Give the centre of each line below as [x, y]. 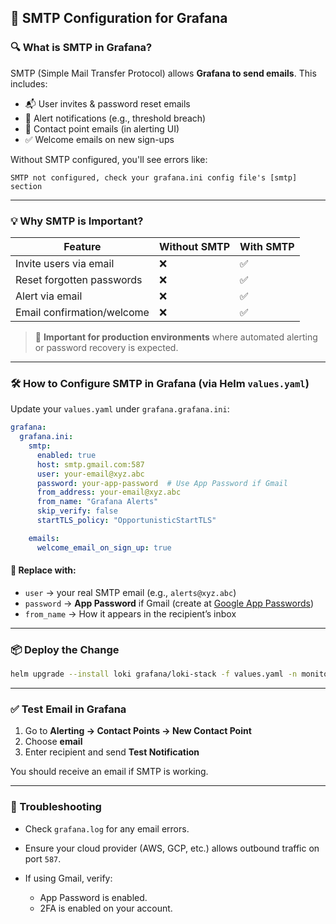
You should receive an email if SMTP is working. [109, 772]
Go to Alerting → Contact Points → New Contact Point [138, 731]
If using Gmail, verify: [68, 878]
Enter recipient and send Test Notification [112, 752]
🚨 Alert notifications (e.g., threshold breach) [115, 118]
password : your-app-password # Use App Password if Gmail [162, 483]
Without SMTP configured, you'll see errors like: [109, 159]
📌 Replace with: [43, 570]
